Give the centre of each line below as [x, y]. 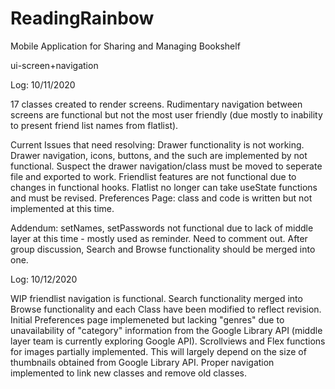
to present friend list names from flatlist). [94, 125]
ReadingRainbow [82, 18]
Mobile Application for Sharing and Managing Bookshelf [125, 46]
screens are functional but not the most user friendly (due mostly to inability [166, 114]
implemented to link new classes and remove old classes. [128, 373]
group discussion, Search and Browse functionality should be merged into [163, 249]
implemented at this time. [62, 208]
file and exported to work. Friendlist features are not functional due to [153, 176]
